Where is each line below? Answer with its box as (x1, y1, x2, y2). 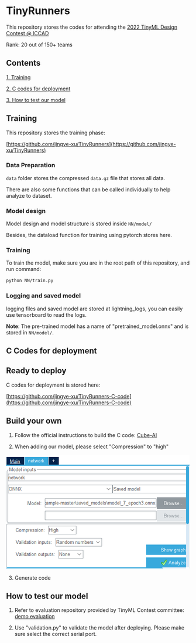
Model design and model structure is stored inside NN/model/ (6, 220, 152, 227)
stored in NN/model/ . (6, 329, 54, 336)
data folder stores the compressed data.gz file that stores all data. (6, 174, 166, 181)
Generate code (14, 574, 51, 581)
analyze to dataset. (6, 192, 52, 199)
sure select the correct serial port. (14, 631, 97, 638)
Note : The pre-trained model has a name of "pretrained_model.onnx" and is (6, 323, 189, 330)
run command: (6, 266, 42, 273)
